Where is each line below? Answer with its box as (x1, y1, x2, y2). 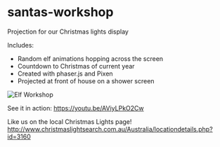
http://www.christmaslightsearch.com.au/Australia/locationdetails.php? (7, 125, 213, 133)
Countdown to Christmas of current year (17, 62, 135, 70)
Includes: (7, 41, 34, 49)
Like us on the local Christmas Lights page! (7, 117, 132, 126)
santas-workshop (7, 4, 114, 20)
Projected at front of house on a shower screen (17, 76, 155, 85)
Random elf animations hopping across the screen (17, 54, 164, 63)
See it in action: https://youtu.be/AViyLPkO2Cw (7, 104, 144, 112)
